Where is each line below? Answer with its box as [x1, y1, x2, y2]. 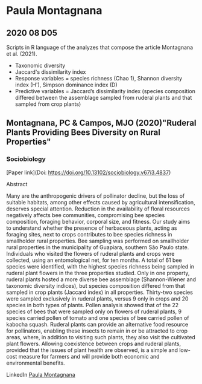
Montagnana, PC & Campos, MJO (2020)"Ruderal [6, 118, 197, 128]
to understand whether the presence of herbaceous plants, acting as [6, 224, 177, 232]
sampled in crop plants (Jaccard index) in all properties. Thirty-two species [6, 288, 193, 296]
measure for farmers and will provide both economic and [18, 353, 160, 360]
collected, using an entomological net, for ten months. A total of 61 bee [6, 256, 182, 264]
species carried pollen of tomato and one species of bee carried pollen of [6, 314, 189, 321]
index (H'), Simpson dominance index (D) [14, 81, 118, 88]
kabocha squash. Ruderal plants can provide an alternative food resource [6, 321, 189, 328]
